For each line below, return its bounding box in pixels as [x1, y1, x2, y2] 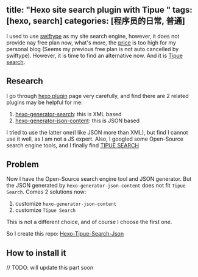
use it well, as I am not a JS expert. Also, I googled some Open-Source [6, 135, 184, 142]
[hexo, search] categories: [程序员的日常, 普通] [6, 16, 186, 26]
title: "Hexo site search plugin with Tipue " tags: [6, 5, 193, 15]
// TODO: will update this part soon [6, 264, 94, 272]
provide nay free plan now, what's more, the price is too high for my [6, 39, 177, 46]
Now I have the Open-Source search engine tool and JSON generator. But [6, 175, 192, 183]
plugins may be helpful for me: [6, 99, 83, 106]
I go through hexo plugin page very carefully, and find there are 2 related [6, 92, 189, 99]
